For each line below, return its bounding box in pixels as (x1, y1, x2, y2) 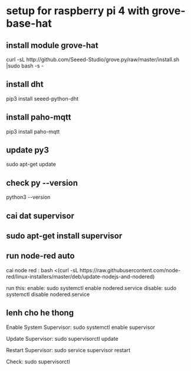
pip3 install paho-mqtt (6, 128, 60, 135)
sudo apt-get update (6, 161, 56, 168)
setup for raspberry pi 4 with (6, 4, 150, 18)
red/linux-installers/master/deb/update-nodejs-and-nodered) (6, 273, 155, 280)
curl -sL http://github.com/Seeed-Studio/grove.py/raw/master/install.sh (6, 56, 180, 63)
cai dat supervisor (6, 211, 75, 221)
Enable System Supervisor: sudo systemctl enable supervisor (6, 324, 155, 331)
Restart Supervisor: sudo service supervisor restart (6, 346, 131, 353)
